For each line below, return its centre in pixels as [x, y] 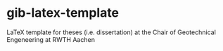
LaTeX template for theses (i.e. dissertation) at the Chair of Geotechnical [111, 32]
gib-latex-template [63, 13]
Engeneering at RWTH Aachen [51, 39]
